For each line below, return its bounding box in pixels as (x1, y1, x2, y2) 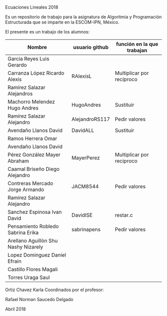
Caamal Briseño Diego (7, 165, 60, 172)
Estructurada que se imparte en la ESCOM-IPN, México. (5, 19, 120, 25)
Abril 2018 (5, 306, 26, 312)
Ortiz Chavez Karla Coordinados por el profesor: (5, 287, 104, 293)
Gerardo (7, 62, 27, 68)
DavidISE (71, 212, 93, 218)
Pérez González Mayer (7, 152, 61, 158)
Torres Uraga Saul (7, 274, 50, 281)
